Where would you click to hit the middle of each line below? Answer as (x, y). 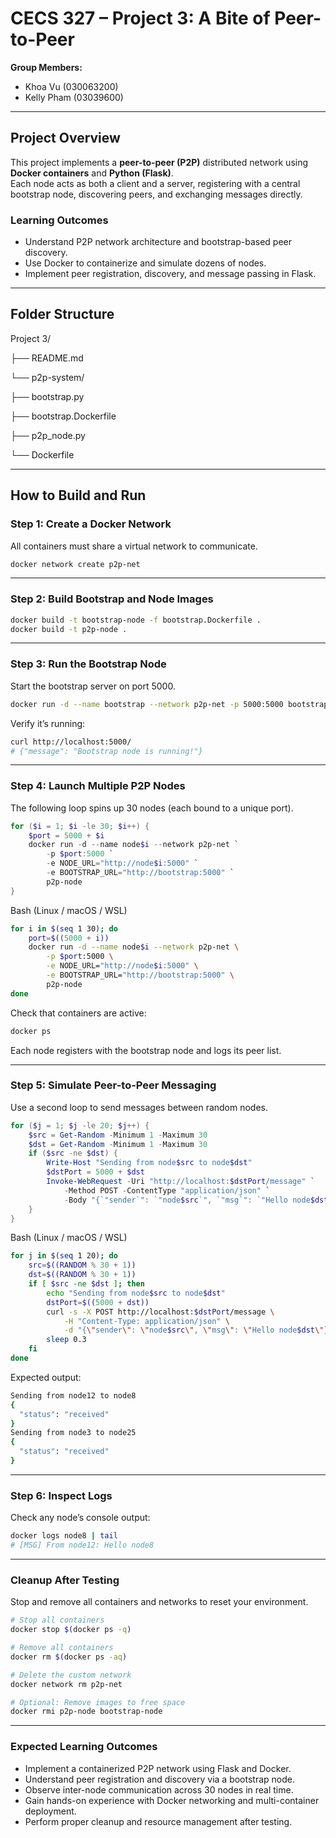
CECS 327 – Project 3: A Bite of (140, 18)
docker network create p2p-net (75, 564)
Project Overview (65, 138)
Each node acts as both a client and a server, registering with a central (155, 183)
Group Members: (46, 67)
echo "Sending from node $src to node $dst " (136, 1293)
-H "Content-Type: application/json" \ (146, 1321)
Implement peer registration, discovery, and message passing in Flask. (170, 274)
